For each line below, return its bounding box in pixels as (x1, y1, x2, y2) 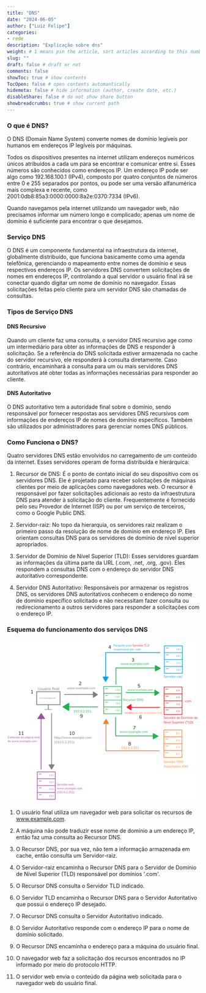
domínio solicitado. (15, 931, 64, 938)
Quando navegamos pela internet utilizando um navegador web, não (7, 205, 179, 212)
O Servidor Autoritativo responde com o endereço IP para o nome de (15, 924, 189, 931)
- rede (7, 36, 24, 42)
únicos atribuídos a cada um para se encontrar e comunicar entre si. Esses (7, 160, 196, 168)
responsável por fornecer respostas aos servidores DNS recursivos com (7, 409, 189, 417)
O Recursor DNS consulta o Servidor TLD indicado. (15, 882, 145, 889)
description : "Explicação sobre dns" (7, 42, 103, 48)
